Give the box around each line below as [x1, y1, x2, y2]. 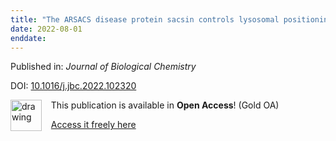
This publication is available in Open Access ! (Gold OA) [50, 99, 280, 111]
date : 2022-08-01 [10, 24, 83, 34]
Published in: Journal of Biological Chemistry [10, 61, 197, 73]
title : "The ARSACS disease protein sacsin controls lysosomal [10, 14, 280, 25]
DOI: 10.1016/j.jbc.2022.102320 [10, 80, 137, 92]
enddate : [10, 33, 47, 43]
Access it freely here [50, 119, 137, 131]
